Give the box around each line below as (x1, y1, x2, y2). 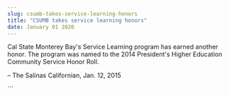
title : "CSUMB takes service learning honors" (7, 17, 147, 24)
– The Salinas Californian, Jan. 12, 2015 (7, 71, 122, 80)
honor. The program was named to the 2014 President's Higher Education (7, 50, 223, 58)
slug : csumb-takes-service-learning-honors (7, 10, 138, 18)
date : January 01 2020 (7, 23, 74, 30)
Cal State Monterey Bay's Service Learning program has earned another (7, 43, 218, 51)
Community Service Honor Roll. (7, 58, 99, 66)
